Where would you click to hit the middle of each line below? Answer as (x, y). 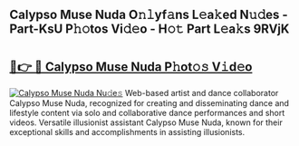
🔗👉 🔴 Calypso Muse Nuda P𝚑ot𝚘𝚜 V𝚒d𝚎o (131, 67)
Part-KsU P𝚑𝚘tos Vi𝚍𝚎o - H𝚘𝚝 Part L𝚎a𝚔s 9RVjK (149, 29)
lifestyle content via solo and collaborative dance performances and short (147, 113)
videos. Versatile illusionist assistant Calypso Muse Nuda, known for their (146, 122)
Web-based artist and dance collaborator (202, 93)
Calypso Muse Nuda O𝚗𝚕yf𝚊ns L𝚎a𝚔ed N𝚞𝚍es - (149, 15)
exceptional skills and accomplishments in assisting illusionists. (127, 132)
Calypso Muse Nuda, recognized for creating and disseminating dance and (149, 103)
